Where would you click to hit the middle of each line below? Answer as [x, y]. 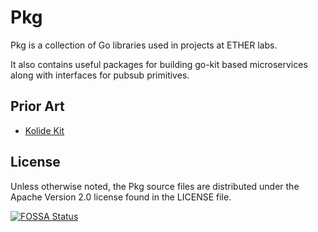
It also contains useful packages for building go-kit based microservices [159, 64]
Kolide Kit [44, 130]
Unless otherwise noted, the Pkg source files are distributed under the [155, 186]
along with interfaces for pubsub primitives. [100, 75]
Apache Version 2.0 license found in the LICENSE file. [121, 197]
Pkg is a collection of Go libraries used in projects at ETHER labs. [144, 45]
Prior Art [37, 106]
